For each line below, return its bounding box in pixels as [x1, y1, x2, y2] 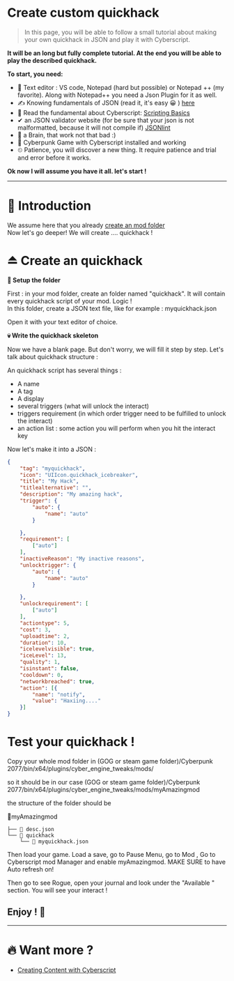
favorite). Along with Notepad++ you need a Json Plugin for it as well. [17, 91, 217, 99]
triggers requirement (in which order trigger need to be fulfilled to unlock [17, 409, 226, 418]
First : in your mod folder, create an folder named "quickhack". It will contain [7, 289, 226, 298]
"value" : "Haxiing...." [32, 697, 101, 705]
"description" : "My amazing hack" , [19, 491, 123, 498]
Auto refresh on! [7, 865, 54, 873]
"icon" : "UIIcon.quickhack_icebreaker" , [19, 471, 139, 478]
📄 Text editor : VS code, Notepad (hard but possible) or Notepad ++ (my [17, 83, 224, 91]
